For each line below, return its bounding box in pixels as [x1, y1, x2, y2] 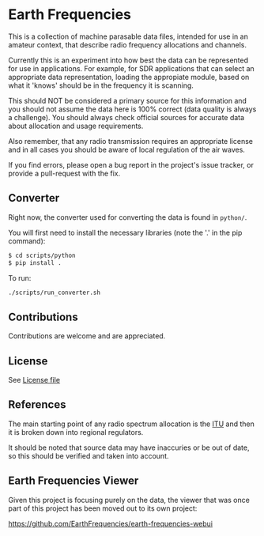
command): [8, 236, 46, 246]
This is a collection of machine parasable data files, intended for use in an [8, 32, 249, 41]
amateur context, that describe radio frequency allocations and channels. [8, 40, 247, 49]
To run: [8, 273, 32, 282]
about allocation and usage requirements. [8, 121, 144, 130]
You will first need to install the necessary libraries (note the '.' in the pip [8, 228, 243, 237]
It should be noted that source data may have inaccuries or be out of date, [8, 443, 250, 452]
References [8, 398, 66, 412]
